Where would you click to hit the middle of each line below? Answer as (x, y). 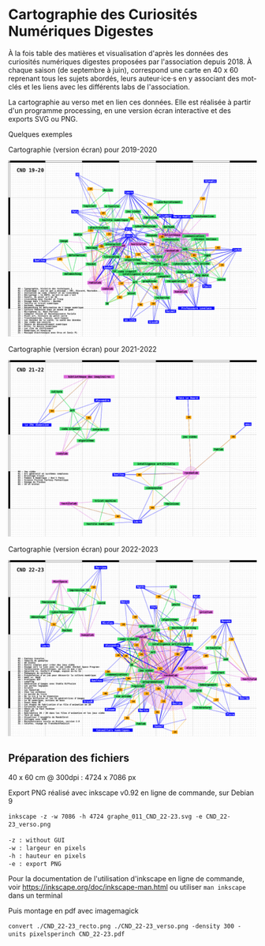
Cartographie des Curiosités (103, 15)
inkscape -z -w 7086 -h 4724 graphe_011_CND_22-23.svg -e (105, 816)
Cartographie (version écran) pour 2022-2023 (84, 549)
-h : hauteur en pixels (47, 856)
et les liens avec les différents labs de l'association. (107, 87)
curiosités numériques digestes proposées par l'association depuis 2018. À (130, 62)
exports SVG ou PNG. (43, 119)
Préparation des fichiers (69, 758)
